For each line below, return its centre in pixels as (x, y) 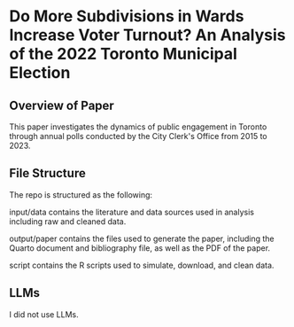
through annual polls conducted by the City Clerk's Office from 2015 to (138, 136)
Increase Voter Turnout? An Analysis (147, 35)
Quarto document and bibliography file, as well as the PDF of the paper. (140, 248)
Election (40, 73)
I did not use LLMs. (44, 314)
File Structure (47, 173)
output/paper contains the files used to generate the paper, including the (142, 238)
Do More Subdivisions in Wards (127, 16)
